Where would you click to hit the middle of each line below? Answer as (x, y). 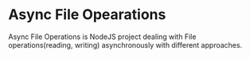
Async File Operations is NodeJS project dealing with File (102, 37)
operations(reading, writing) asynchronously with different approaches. (125, 44)
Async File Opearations (87, 15)
